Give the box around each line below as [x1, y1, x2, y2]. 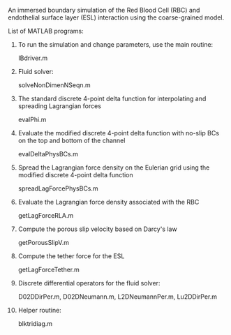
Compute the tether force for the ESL [17, 252, 125, 260]
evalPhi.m [17, 115, 47, 124]
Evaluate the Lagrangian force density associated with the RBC [17, 198, 200, 206]
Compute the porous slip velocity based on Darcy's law [17, 225, 177, 233]
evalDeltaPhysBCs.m [17, 150, 79, 158]
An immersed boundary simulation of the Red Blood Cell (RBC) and [8, 6, 200, 14]
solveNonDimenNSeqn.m [17, 81, 91, 89]
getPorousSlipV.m [17, 239, 69, 246]
